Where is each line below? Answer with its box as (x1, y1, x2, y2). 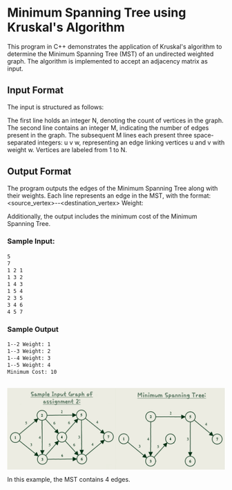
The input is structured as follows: (7, 102, 104, 111)
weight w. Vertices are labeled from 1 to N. (7, 145, 128, 153)
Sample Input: (7, 236, 55, 246)
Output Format (7, 166, 72, 178)
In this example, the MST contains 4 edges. (7, 475, 130, 484)
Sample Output (7, 324, 59, 334)
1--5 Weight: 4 (7, 361, 51, 369)
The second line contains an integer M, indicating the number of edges (7, 123, 209, 132)
